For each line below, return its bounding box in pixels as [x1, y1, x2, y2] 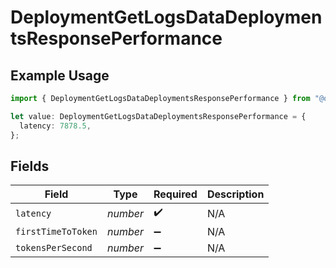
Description [206, 187, 265, 201]
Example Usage [10, 67, 110, 84]
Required [153, 187, 198, 201]
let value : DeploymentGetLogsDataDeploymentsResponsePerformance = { [10, 111, 307, 121]
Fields [10, 157, 50, 175]
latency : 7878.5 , [19, 121, 92, 131]
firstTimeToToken [15, 226, 98, 238]
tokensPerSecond [15, 242, 93, 254]
